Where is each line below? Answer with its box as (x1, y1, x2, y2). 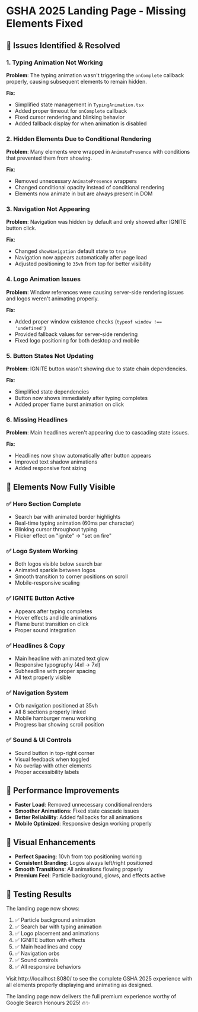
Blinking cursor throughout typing (14, 526, 97, 533)
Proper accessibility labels (14, 768, 79, 775)
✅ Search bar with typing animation (14, 923, 102, 930)
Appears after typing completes (14, 607, 92, 615)
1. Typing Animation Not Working (6, 58, 103, 66)
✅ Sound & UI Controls (6, 736, 72, 744)
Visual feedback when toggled (14, 756, 90, 763)
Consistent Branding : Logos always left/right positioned (14, 859, 153, 867)
